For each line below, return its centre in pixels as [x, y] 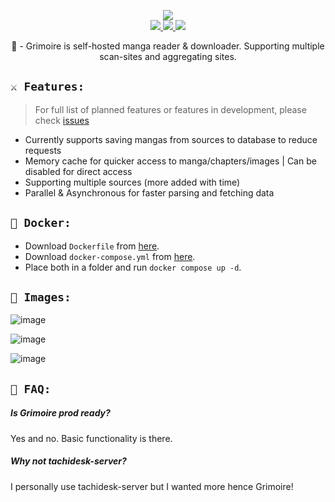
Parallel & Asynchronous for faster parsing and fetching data [149, 192]
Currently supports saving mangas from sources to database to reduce [171, 139]
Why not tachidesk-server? [68, 461]
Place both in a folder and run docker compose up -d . [133, 267]
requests [43, 150]
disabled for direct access [78, 171]
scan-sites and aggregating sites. [168, 56]
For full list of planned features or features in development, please [170, 109]
